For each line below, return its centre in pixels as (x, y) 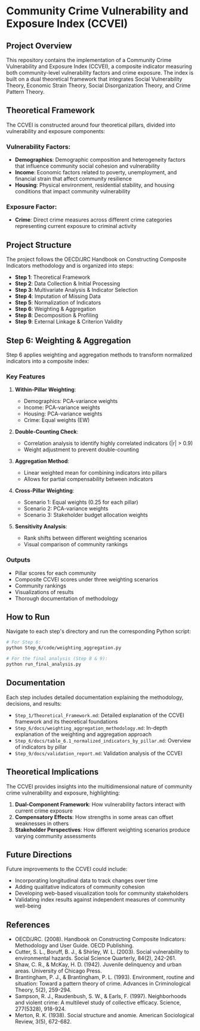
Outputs (19, 560)
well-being (28, 906)
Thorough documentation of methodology (66, 598)
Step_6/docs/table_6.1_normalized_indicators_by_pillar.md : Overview (103, 740)
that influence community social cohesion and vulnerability (87, 166)
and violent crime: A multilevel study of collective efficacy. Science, (98, 1003)
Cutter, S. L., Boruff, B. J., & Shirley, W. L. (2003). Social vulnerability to (102, 952)
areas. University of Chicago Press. (59, 971)
